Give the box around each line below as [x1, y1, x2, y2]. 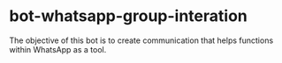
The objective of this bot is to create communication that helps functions [9, 35, 274, 45]
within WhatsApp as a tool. [9, 44, 107, 54]
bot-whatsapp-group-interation [9, 6, 248, 26]
